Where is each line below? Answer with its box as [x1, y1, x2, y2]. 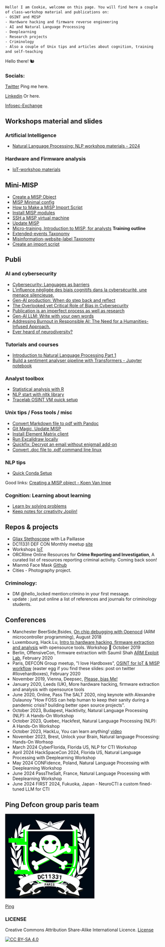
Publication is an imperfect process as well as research [12, 308, 125, 314]
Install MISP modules [12, 210, 55, 216]
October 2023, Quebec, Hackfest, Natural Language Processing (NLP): [12, 718, 157, 724]
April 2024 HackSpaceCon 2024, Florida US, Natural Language [12, 750, 141, 755]
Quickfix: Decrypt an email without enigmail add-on [12, 441, 118, 447]
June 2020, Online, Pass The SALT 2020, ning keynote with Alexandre [12, 692, 156, 698]
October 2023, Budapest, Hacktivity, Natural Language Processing [12, 708, 148, 713]
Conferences [5, 616, 46, 624]
